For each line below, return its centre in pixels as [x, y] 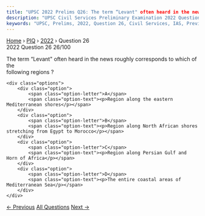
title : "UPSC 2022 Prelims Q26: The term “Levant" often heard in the [98, 12]
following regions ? [30, 72]
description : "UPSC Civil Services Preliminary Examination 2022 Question [103, 18]
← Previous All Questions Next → [48, 207]
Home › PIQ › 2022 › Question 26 [48, 41]
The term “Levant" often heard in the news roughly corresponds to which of [102, 59]
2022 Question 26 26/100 [39, 47]
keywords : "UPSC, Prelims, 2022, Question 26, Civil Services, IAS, [95, 23]
